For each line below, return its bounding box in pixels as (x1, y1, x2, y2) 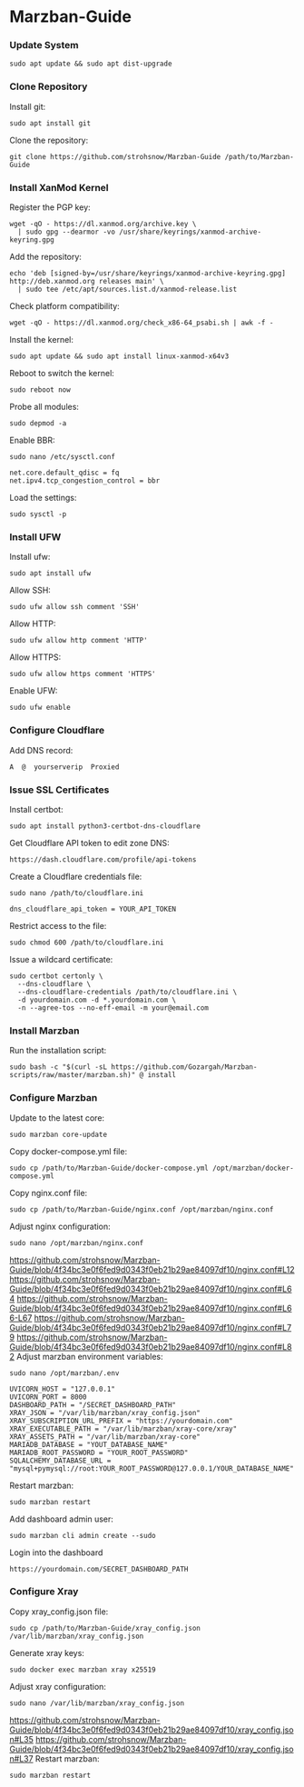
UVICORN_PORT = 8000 (9, 1393, 88, 1402)
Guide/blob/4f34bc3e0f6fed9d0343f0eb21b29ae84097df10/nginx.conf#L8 (9, 1341, 292, 1352)
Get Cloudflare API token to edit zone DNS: (9, 837, 170, 848)
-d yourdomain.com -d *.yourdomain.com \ (17, 995, 177, 1004)
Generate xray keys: (9, 1647, 84, 1658)
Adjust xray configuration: (9, 1681, 107, 1692)
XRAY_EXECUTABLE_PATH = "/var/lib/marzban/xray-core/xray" (9, 1424, 238, 1433)
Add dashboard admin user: (9, 1513, 113, 1524)
